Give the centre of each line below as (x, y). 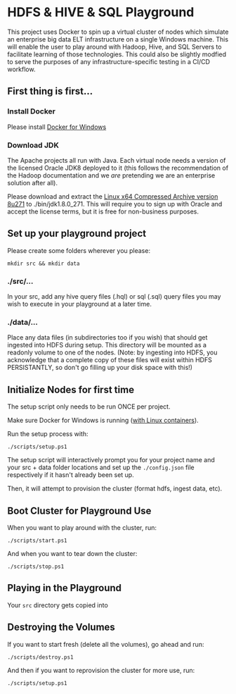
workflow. (21, 69)
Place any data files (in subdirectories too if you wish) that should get (107, 337)
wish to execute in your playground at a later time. (80, 304)
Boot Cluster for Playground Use (79, 510)
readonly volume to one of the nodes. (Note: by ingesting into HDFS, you (112, 352)
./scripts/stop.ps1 (36, 566)
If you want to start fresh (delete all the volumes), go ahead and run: (106, 644)
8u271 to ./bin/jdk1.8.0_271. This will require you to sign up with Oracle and (115, 204)
